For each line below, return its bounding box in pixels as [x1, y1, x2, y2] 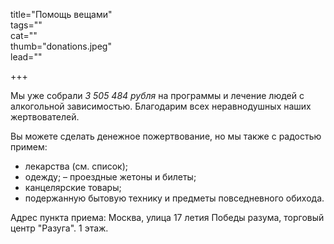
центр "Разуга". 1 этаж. [10, 222, 109, 234]
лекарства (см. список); [24, 160, 128, 172]
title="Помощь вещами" [10, 9, 113, 20]
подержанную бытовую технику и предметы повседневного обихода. [24, 192, 325, 204]
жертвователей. [10, 111, 80, 123]
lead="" [10, 51, 43, 63]
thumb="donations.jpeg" [10, 40, 112, 52]
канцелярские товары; [24, 182, 122, 193]
